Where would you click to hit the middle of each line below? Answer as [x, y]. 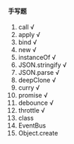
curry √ [29, 88]
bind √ [27, 42]
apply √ [29, 35]
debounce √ [36, 103]
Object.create [38, 133]
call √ [26, 27]
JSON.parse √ [39, 73]
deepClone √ [37, 80]
